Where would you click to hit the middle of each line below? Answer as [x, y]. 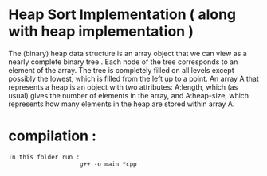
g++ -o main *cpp [108, 164]
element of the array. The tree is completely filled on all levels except [122, 70]
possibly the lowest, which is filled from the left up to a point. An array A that [133, 78]
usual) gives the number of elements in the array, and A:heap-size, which [129, 95]
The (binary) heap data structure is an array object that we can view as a [128, 53]
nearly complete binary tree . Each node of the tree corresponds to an [123, 62]
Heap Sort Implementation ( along [122, 15]
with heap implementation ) [101, 31]
